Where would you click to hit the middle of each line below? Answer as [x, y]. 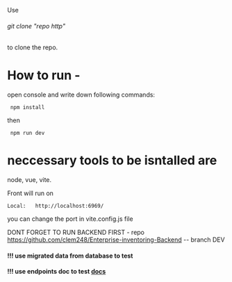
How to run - [44, 75]
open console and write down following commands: [81, 95]
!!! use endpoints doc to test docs [57, 272]
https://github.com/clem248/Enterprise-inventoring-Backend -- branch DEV [116, 240]
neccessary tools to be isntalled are [112, 161]
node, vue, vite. [30, 180]
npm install [27, 108]
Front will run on [31, 193]
